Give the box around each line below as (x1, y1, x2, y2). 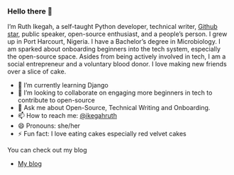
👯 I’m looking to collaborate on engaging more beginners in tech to (17, 88, 213, 97)
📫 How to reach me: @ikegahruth (17, 111, 117, 120)
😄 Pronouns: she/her (17, 121, 80, 130)
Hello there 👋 (7, 6, 53, 16)
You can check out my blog (7, 146, 87, 155)
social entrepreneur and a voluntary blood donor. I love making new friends (7, 60, 227, 68)
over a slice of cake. (7, 67, 67, 76)
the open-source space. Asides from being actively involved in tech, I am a (7, 52, 226, 61)
